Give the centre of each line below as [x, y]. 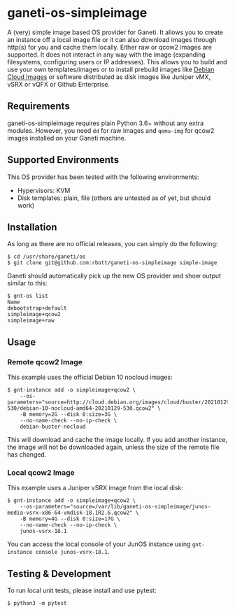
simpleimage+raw [31, 321]
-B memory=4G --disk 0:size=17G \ [70, 519]
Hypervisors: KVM [44, 190]
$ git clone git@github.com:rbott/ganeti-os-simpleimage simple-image [112, 263]
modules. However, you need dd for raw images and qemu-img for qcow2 [111, 130]
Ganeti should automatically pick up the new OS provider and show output [114, 276]
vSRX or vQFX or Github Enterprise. [59, 84]
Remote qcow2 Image [45, 362]
